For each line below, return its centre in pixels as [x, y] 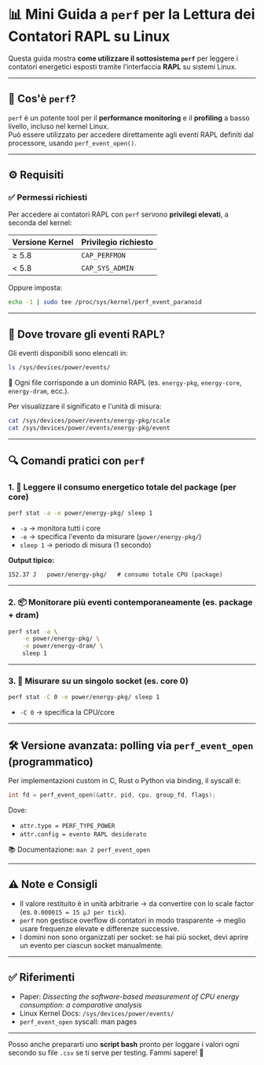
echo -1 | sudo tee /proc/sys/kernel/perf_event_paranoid [105, 302]
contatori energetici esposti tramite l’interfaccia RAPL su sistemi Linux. [123, 66]
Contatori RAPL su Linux [89, 37]
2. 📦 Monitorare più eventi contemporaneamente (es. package [130, 602]
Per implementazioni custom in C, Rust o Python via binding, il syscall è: [125, 781]
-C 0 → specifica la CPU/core [67, 712]
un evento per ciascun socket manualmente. [91, 945]
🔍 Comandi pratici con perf [77, 461]
